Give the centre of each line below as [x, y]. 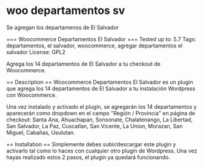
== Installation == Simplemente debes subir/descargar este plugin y [91, 144]
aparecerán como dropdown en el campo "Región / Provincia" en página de [101, 113]
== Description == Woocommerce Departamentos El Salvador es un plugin [100, 82]
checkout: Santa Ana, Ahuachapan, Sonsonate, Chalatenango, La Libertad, [99, 120]
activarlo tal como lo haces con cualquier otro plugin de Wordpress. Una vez [102, 151]
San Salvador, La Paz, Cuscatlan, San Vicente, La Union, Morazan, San [95, 126]
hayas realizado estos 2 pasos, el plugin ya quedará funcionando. [88, 157]
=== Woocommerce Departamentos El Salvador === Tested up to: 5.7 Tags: [101, 39]
